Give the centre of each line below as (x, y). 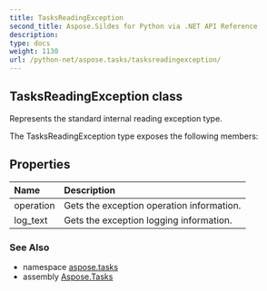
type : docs (30, 43)
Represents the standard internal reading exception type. (116, 118)
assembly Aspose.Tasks (68, 276)
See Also (30, 247)
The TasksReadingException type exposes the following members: (134, 136)
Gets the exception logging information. (148, 220)
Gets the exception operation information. (152, 205)
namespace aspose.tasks (70, 267)
